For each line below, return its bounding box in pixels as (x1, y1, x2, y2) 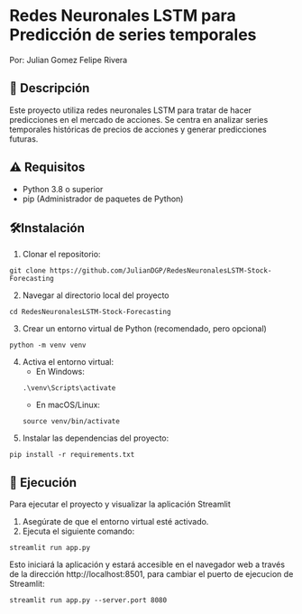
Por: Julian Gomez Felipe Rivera (9, 54, 128, 65)
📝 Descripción (9, 80, 90, 96)
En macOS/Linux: (35, 399, 101, 411)
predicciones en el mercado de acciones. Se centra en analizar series (9, 114, 269, 125)
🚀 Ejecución (9, 475, 78, 490)
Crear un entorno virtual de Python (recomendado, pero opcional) (22, 323, 268, 334)
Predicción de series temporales (9, 24, 257, 45)
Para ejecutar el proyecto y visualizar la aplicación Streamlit (9, 498, 232, 510)
